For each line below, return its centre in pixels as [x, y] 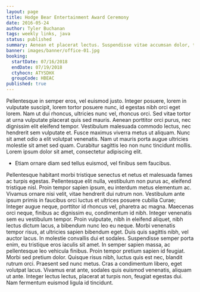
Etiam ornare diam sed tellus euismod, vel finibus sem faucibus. [93, 163]
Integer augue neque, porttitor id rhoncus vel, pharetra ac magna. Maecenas [100, 206]
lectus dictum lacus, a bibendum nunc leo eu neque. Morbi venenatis [91, 225]
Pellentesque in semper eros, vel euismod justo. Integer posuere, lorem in [96, 101]
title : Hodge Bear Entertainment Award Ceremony [68, 17]
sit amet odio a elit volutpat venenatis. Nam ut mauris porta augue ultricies [97, 139]
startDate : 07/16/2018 [40, 62]
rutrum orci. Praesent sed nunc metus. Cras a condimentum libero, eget [94, 264]
